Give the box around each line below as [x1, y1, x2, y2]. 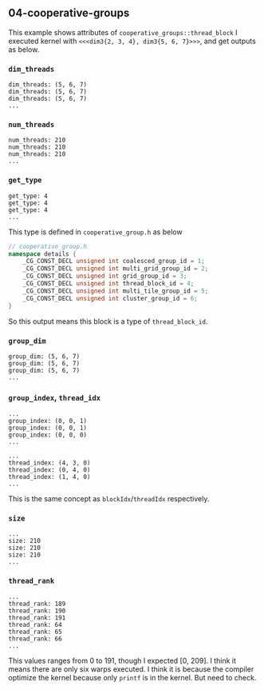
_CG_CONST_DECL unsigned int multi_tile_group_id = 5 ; [22, 287, 209, 295]
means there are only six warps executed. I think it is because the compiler [8, 664, 254, 674]
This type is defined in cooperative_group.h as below [8, 227, 183, 237]
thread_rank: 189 [8, 600, 66, 608]
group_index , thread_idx [8, 392, 101, 403]
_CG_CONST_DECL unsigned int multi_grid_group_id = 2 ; [22, 265, 209, 273]
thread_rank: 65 [8, 628, 62, 636]
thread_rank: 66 [8, 635, 62, 643]
